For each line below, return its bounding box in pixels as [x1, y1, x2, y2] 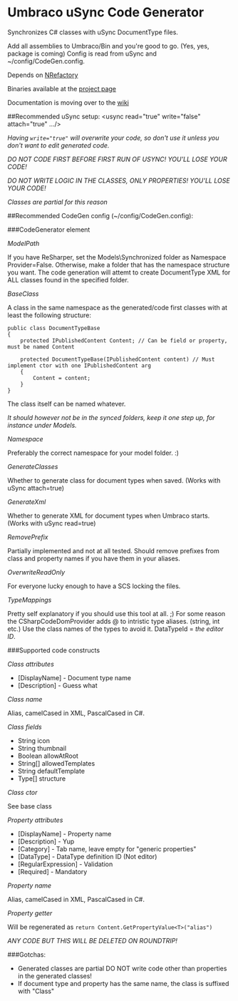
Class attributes [7, 659, 55, 668]
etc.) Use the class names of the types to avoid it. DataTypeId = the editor [7, 625, 224, 633]
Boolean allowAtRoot [17, 751, 78, 760]
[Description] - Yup [17, 837, 75, 846]
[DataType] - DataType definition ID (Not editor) [17, 852, 157, 861]
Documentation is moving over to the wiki [7, 98, 130, 107]
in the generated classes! [17, 971, 93, 980]
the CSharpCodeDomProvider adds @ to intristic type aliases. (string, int [7, 617, 220, 625]
